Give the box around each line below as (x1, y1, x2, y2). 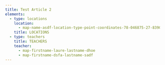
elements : (5, 12, 26, 17)
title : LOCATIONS (14, 30, 50, 35)
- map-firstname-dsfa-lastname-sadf (18, 52, 93, 58)
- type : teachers (9, 35, 45, 40)
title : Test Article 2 (5, 7, 52, 12)
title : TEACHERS (14, 39, 48, 44)
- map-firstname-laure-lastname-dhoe (18, 48, 96, 53)
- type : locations (9, 16, 48, 21)
